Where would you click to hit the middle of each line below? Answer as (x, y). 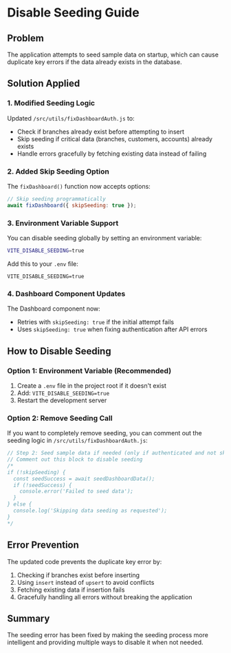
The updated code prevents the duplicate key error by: (85, 561)
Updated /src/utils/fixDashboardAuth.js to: (71, 118)
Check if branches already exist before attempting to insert (100, 132)
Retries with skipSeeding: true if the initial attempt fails (95, 322)
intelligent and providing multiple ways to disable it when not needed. (106, 643)
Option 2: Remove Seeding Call (60, 418)
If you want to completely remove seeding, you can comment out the (104, 433)
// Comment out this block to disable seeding (75, 459)
